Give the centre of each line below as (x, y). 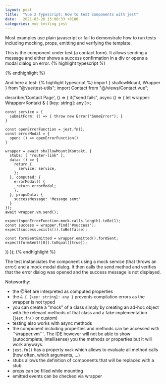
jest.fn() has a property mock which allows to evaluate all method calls (85, 350)
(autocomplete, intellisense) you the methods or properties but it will (82, 339)
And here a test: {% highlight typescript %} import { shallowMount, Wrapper (83, 83)
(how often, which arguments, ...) (46, 355)
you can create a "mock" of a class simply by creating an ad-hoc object (85, 307)
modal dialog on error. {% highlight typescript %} (55, 63)
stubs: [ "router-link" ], (37, 156)
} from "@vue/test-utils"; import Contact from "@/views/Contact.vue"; (77, 88)
